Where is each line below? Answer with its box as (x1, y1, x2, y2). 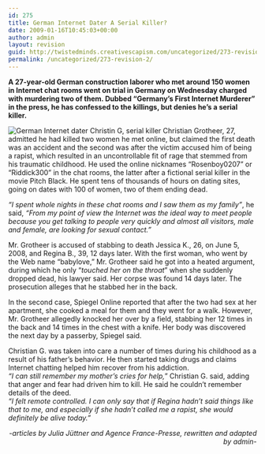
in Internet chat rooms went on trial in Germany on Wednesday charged (8, 85, 247, 95)
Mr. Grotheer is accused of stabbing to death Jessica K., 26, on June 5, (8, 240, 240, 249)
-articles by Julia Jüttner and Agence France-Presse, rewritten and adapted (9, 428, 257, 437)
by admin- (223, 437, 257, 446)
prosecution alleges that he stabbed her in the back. (8, 281, 178, 292)
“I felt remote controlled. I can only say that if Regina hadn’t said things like (8, 396, 254, 406)
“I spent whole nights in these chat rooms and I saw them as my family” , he (8, 199, 255, 209)
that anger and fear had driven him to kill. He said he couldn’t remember (8, 379, 242, 389)
